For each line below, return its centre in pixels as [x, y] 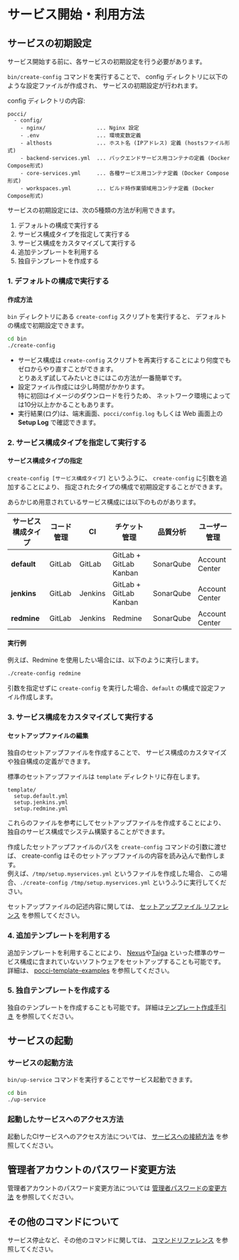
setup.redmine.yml [41, 809]
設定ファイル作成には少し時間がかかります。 [83, 387]
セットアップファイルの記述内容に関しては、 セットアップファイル [105, 907]
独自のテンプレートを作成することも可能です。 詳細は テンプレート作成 [111, 1007]
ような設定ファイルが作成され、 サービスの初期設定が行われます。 [104, 85]
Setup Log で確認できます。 [59, 422]
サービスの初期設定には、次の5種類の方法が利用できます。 [93, 210]
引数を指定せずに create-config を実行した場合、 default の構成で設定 [111, 688]
